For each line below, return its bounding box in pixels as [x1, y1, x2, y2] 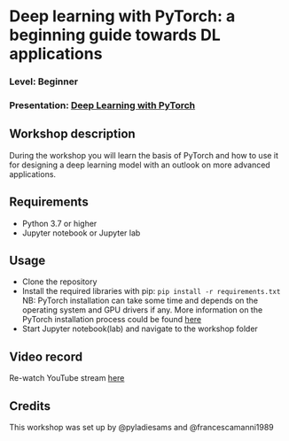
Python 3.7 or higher [21, 218, 98, 228]
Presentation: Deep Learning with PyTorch [9, 99, 196, 112]
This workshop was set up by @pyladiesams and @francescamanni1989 [9, 422, 275, 433]
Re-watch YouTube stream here [9, 373, 125, 383]
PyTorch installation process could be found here [21, 314, 202, 325]
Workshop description [9, 127, 136, 142]
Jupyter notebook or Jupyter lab [21, 228, 141, 238]
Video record [9, 349, 83, 364]
